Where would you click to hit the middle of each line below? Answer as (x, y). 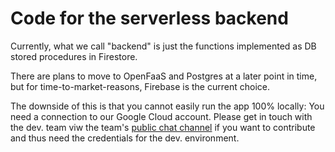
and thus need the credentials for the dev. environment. (125, 138)
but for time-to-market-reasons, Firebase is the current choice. (140, 86)
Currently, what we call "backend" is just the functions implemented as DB (163, 46)
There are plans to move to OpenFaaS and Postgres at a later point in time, (164, 76)
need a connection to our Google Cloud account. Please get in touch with (161, 116)
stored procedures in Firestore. (74, 56)
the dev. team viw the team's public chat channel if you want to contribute (163, 127)
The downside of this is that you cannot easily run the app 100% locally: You (167, 106)
